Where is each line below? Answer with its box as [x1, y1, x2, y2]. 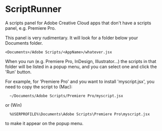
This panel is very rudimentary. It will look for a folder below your [5, 35, 138, 41]
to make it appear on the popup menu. [5, 120, 83, 126]
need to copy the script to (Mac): [5, 83, 73, 90]
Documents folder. [5, 40, 43, 46]
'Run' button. [5, 68, 32, 75]
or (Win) [5, 102, 22, 108]
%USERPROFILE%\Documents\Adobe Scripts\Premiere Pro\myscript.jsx [9, 112, 150, 117]
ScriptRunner [5, 3, 62, 15]
